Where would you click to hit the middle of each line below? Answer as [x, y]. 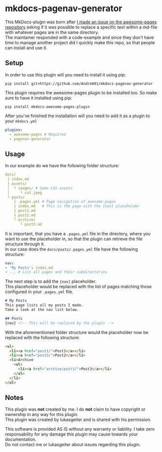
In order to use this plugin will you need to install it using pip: [65, 75]
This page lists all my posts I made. [44, 305]
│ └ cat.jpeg [24, 192]
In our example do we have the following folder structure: [62, 166]
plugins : [14, 130]
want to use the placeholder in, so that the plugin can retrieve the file [74, 239]
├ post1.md [25, 211]
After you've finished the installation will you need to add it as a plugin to [78, 116]
